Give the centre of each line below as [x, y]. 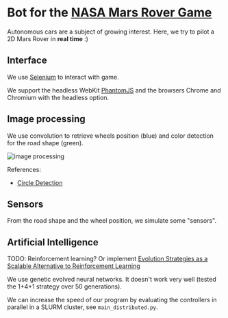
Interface [27, 61]
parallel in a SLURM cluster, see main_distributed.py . [83, 307]
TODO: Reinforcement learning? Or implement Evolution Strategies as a [107, 259]
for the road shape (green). [45, 143]
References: [24, 169]
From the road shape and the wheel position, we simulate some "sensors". [112, 221]
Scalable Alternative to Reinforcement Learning [74, 266]
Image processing [46, 119]
